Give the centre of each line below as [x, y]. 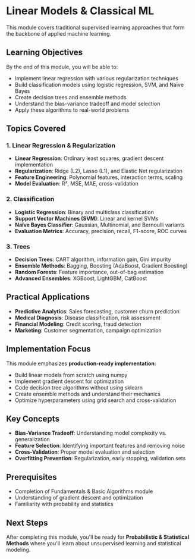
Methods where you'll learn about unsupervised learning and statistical [94, 544]
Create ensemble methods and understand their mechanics [87, 394]
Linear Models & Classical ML [80, 11]
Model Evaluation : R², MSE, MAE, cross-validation [76, 184]
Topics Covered [36, 129]
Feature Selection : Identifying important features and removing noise [100, 446]
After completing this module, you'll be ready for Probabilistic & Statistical [98, 537]
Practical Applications [48, 297]
